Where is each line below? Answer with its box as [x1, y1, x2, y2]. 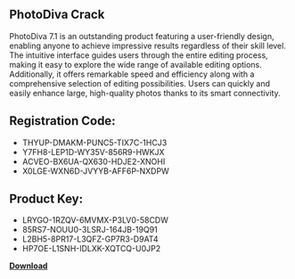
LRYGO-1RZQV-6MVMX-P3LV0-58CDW [21, 215, 169, 226]
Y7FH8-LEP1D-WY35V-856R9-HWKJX [21, 146, 165, 157]
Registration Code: [9, 113, 116, 128]
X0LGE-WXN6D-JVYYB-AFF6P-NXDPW [21, 165, 169, 176]
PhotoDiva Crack [9, 7, 105, 22]
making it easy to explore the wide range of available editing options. [9, 59, 263, 70]
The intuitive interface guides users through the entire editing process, [9, 49, 269, 61]
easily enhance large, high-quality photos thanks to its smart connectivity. [9, 87, 281, 98]
